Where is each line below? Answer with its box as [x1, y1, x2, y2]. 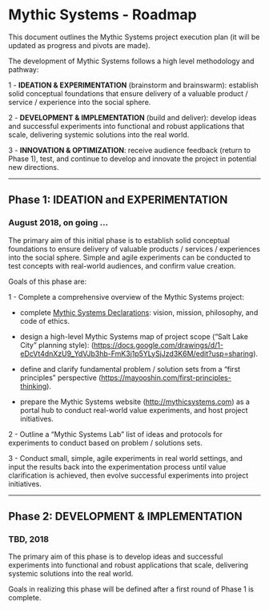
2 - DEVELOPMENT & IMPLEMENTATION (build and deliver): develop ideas [8, 112, 257, 122]
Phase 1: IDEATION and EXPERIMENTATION [8, 193, 228, 207]
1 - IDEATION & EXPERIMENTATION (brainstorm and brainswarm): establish [8, 80, 259, 90]
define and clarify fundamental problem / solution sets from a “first [19, 364, 241, 374]
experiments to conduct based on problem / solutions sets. [8, 438, 203, 447]
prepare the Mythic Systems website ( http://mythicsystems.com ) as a [19, 397, 251, 406]
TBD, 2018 [8, 533, 50, 544]
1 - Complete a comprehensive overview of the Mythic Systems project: [8, 292, 244, 301]
